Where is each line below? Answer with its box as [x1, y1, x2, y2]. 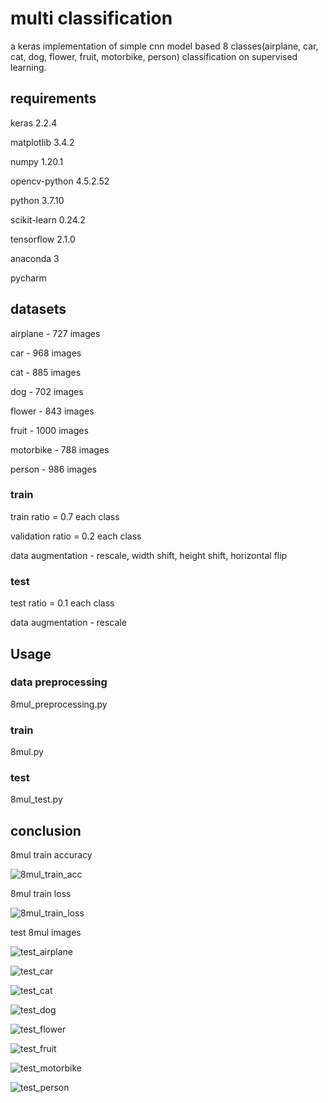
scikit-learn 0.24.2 [10, 213, 86, 226]
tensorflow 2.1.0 [10, 233, 76, 245]
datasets [10, 301, 67, 318]
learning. [10, 61, 47, 73]
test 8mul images [10, 927, 82, 939]
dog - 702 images [10, 385, 84, 397]
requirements [10, 90, 97, 107]
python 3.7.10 [10, 194, 65, 206]
